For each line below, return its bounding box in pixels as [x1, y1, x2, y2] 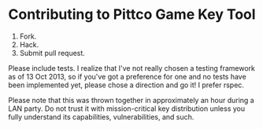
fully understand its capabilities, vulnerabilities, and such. [8, 112, 194, 121]
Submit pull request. [19, 48, 85, 57]
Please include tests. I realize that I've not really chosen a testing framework [8, 63, 256, 72]
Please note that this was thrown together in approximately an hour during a [8, 95, 254, 105]
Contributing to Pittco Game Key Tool [8, 6, 256, 24]
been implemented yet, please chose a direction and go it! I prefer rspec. [8, 80, 244, 90]
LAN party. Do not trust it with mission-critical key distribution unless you [8, 104, 246, 113]
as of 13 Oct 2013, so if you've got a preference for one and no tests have [8, 72, 246, 81]
